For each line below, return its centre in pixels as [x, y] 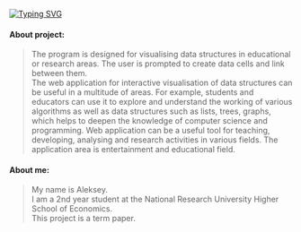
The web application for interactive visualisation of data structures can [162, 83]
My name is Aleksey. [69, 190]
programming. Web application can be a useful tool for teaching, [150, 131]
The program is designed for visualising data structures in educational [161, 55]
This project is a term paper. [84, 219]
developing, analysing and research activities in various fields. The [155, 140]
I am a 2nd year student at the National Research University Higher [155, 199]
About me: [29, 169]
